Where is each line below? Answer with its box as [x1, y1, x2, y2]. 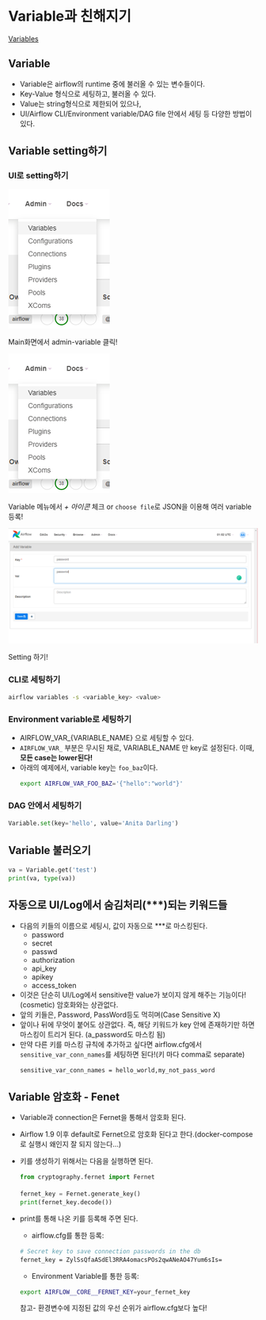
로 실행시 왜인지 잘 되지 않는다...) [19, 1140, 122, 1149]
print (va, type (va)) [8, 874, 77, 882]
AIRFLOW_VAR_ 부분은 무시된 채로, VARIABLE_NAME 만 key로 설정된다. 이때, [19, 743, 255, 752]
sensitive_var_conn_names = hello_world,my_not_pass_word [19, 1066, 215, 1074]
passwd [31, 946, 58, 956]
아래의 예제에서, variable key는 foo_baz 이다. [19, 763, 158, 772]
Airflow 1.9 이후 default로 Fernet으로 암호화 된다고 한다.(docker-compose [19, 1130, 253, 1139]
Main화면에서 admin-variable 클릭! [8, 337, 118, 347]
